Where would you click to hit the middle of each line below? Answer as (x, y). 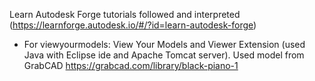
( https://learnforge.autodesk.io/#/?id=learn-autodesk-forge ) (133, 25)
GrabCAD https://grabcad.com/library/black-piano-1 (131, 65)
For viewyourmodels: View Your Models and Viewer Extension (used (164, 44)
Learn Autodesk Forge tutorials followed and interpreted (125, 14)
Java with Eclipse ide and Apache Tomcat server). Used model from (164, 55)
